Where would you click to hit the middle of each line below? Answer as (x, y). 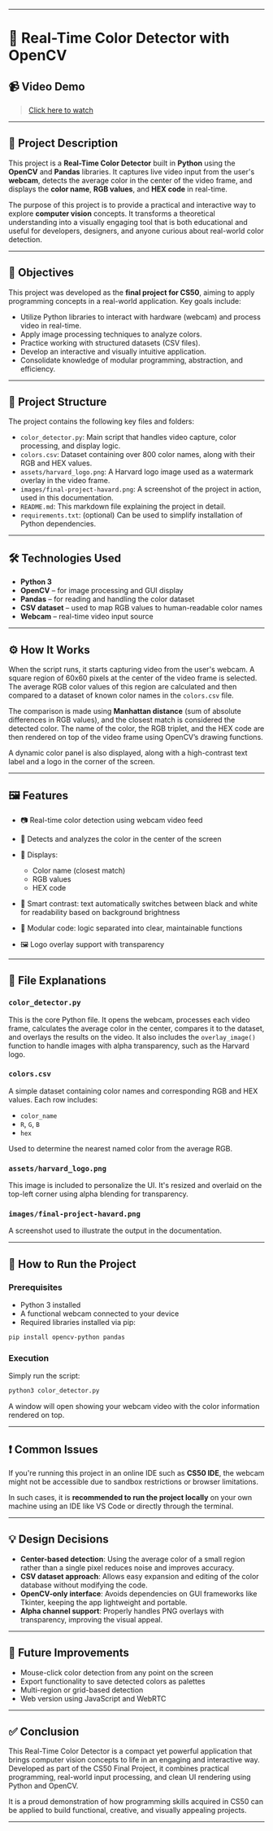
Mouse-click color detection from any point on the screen (117, 1672)
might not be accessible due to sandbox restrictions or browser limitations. (133, 1481)
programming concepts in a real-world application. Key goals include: (125, 301)
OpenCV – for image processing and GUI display (102, 591)
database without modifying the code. (84, 1585)
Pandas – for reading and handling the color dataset (107, 599)
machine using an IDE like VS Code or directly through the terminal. (121, 1506)
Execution (29, 1358)
